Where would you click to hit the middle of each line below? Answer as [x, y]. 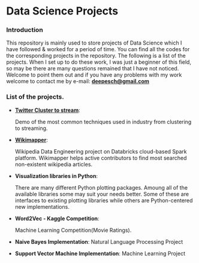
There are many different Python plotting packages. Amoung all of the [101, 187]
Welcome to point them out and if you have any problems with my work [94, 75]
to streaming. [31, 128]
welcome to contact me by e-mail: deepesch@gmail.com [78, 81]
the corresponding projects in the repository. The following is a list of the [96, 56]
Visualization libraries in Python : [56, 176]
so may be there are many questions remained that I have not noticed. [93, 69]
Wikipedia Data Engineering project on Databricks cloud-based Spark [101, 151]
